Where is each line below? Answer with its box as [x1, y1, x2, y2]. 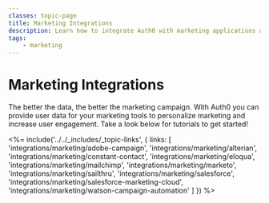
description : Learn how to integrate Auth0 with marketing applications [8, 26, 256, 34]
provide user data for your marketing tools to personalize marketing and [8, 111, 246, 121]
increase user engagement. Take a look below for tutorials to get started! [8, 119, 248, 129]
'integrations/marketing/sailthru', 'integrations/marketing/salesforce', [8, 169, 235, 178]
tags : [8, 34, 26, 42]
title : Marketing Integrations [8, 19, 113, 27]
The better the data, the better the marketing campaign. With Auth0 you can [8, 102, 259, 112]
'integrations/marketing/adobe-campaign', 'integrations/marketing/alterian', [8, 143, 258, 153]
